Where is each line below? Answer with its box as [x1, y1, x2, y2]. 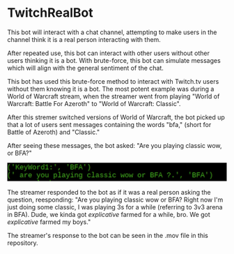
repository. [7, 239, 38, 247]
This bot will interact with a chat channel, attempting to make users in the [7, 28, 217, 36]
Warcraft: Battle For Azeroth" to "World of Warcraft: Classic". [7, 99, 181, 107]
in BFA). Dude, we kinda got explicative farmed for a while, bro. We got [7, 210, 210, 218]
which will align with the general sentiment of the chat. [7, 63, 164, 72]
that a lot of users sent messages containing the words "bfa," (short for [7, 120, 212, 128]
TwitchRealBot [7, 5, 94, 21]
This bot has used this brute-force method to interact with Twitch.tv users [7, 77, 219, 85]
